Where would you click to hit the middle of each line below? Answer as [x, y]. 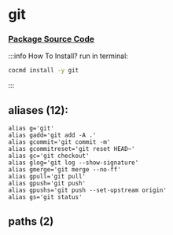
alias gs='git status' [45, 197]
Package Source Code [52, 39]
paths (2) [31, 221]
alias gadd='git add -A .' [52, 135]
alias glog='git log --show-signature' [74, 163]
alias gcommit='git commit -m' [59, 142]
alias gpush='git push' [47, 184]
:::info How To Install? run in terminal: [68, 56]
